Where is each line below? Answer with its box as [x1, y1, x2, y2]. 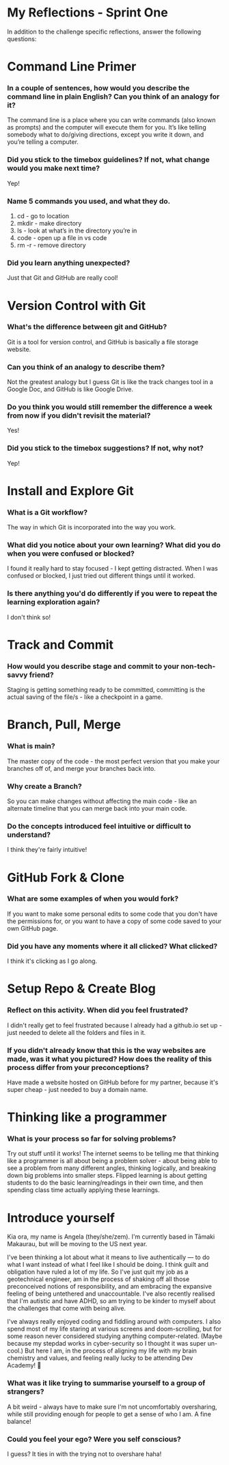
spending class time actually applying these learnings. [7, 1186, 160, 1194]
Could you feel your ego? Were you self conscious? [7, 1434, 181, 1444]
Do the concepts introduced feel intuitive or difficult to [7, 821, 191, 831]
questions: [7, 34, 37, 43]
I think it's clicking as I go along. [7, 957, 98, 965]
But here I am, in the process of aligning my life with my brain [25, 1346, 197, 1355]
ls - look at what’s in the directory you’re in [16, 226, 137, 235]
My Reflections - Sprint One [7, 5, 169, 21]
